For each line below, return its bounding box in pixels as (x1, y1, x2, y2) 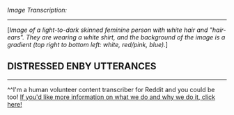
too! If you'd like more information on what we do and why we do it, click (7, 93, 216, 101)
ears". (7, 33, 24, 41)
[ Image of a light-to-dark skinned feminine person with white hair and (7, 26, 208, 34)
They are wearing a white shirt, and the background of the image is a (25, 33, 226, 41)
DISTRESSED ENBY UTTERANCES (7, 60, 157, 72)
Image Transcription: (7, 6, 68, 14)
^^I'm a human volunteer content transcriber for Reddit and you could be (7, 85, 215, 94)
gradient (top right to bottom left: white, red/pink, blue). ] (7, 41, 169, 48)
